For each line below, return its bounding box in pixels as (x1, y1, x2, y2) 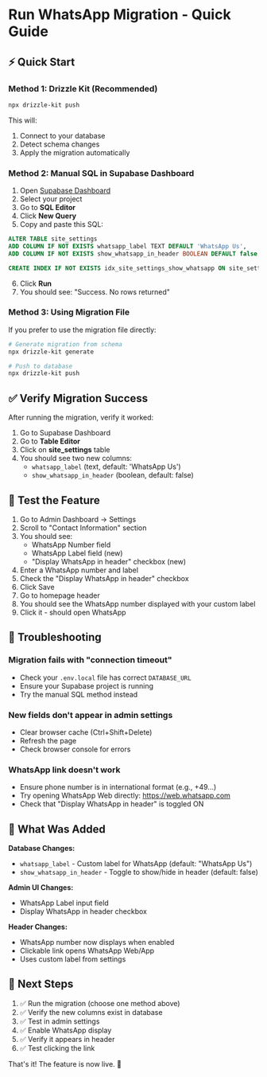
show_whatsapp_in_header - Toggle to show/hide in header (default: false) (19, 868, 258, 877)
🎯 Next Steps (8, 977, 74, 991)
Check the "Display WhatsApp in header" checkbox (19, 573, 189, 583)
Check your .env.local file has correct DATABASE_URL (19, 673, 192, 682)
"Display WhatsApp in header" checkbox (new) (31, 556, 187, 566)
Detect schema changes (19, 139, 100, 149)
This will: (8, 115, 37, 125)
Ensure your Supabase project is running (19, 681, 153, 690)
